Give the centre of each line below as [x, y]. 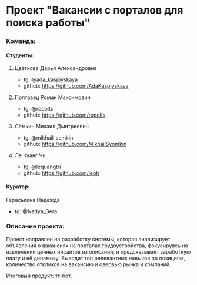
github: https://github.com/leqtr [61, 173]
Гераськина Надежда [33, 200]
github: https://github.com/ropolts [64, 115]
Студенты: [20, 55]
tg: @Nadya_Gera [36, 211]
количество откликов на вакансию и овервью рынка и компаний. [89, 264]
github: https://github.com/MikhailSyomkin [75, 144]
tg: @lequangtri [42, 167]
